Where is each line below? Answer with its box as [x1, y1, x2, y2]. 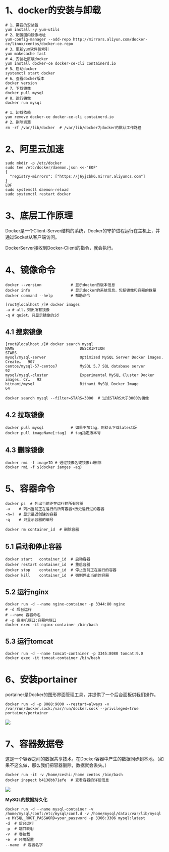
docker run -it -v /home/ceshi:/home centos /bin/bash [5, 773, 123, 778]
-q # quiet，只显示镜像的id [5, 312, 59, 318]
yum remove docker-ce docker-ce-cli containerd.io [5, 114, 114, 119]
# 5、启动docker [5, 66, 37, 71]
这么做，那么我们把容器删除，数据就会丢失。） [14, 762, 109, 768]
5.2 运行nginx [5, 588, 49, 596]
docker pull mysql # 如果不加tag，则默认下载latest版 [5, 425, 137, 430]
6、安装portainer [5, 674, 78, 685]
